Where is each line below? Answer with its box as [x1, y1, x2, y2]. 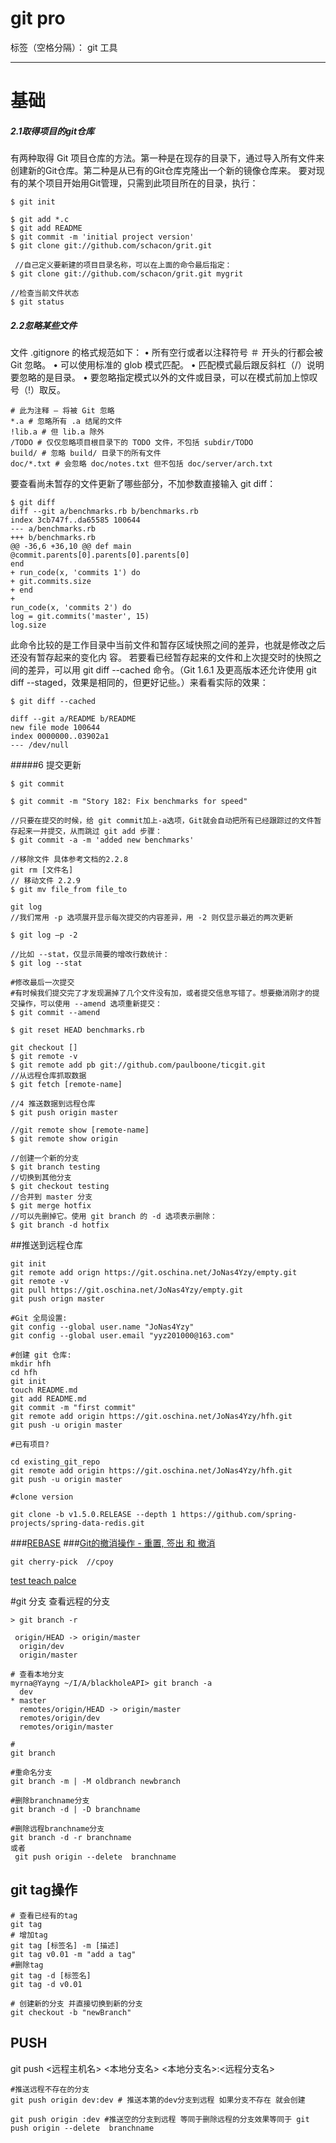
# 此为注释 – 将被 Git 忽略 [10, 406, 115, 416]
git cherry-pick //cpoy [10, 1557, 114, 1567]
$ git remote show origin [10, 1134, 118, 1144]
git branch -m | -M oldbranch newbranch [10, 1777, 182, 1787]
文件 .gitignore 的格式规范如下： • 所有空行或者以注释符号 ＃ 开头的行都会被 [10, 347, 323, 359]
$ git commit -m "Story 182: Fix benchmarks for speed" [10, 797, 248, 807]
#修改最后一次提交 [10, 978, 75, 988]
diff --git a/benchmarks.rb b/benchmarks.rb [10, 507, 199, 517]
